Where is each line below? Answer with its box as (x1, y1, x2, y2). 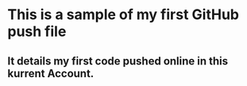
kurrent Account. (7, 66, 95, 80)
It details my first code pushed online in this (7, 54, 229, 68)
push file (7, 22, 67, 41)
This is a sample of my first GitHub (7, 6, 240, 24)
